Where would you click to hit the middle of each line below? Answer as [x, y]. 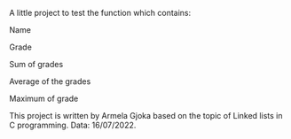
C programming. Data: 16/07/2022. [73, 125]
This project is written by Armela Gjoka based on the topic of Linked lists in [146, 116]
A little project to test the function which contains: [100, 13]
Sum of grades [36, 64]
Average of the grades [50, 81]
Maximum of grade [44, 98]
